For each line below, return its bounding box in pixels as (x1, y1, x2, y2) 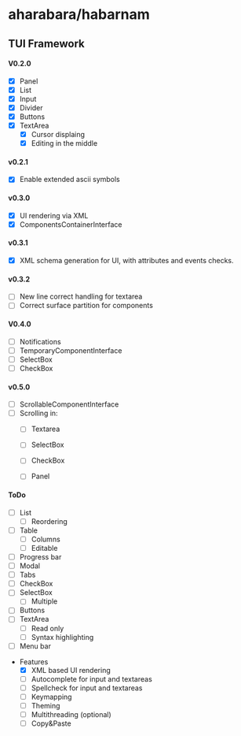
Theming (31, 701, 60, 710)
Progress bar (19, 552, 62, 562)
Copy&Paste (31, 719, 72, 728)
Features (19, 656, 49, 667)
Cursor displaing (31, 130, 85, 139)
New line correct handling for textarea (19, 292, 143, 301)
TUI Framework (8, 37, 85, 50)
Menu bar (19, 641, 51, 651)
